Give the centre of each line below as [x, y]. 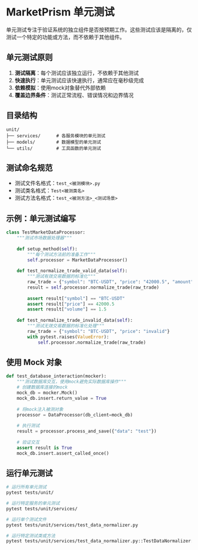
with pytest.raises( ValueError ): [68, 337]
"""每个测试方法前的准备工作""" [62, 254]
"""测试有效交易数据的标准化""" [62, 276]
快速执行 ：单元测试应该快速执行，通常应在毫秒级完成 [79, 80]
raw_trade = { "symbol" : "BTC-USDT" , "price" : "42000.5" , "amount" [110, 282]
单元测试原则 [29, 58]
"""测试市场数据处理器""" [44, 238]
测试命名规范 [29, 168]
